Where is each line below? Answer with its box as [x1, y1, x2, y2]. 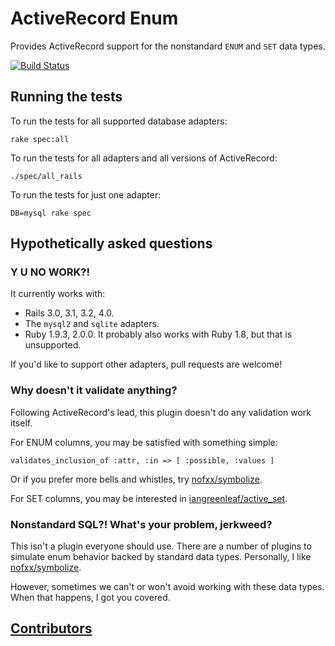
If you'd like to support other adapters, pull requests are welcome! [10, 358, 283, 371]
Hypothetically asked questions [10, 235, 213, 252]
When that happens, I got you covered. [10, 592, 171, 604]
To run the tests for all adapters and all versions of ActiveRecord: [10, 152, 278, 164]
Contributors [10, 620, 93, 637]
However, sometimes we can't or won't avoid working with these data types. [10, 581, 325, 593]
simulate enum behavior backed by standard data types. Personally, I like [10, 551, 312, 563]
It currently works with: [10, 288, 106, 300]
